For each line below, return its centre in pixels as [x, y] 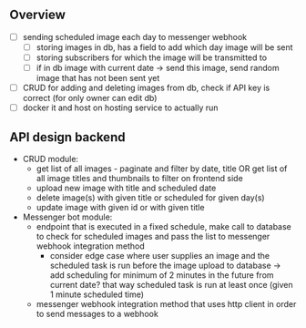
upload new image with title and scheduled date [126, 188]
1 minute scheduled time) [97, 294]
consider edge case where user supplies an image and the [160, 256]
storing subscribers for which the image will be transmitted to [151, 57]
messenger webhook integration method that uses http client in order [166, 304]
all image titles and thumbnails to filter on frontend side [139, 178]
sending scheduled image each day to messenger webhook [135, 36]
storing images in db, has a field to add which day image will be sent [164, 47]
